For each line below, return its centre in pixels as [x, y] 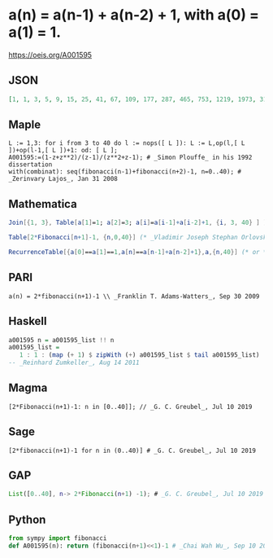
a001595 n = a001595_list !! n [61, 340]
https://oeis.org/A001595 [50, 55]
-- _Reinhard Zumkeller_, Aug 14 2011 [74, 363]
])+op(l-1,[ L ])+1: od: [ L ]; [63, 151]
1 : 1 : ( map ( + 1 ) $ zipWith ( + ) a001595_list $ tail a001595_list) [139, 355]
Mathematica [43, 204]
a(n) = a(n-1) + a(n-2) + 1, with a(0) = [134, 15]
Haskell [28, 321]
